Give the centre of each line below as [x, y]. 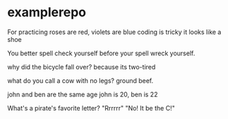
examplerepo [47, 12]
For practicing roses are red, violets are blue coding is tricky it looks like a [114, 32]
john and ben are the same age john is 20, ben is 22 [83, 94]
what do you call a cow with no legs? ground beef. [80, 80]
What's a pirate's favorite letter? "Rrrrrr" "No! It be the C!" [91, 108]
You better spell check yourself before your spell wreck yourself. [101, 53]
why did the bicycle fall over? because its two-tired [82, 67]
